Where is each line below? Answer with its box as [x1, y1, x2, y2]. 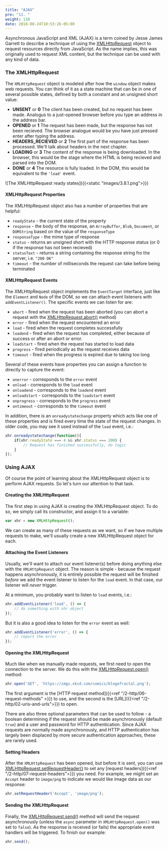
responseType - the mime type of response [12, 234, 100, 240]
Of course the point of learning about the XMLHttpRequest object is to [5, 475, 150, 481]
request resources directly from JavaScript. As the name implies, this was [5, 46, 157, 52]
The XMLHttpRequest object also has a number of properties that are [5, 202, 148, 208]
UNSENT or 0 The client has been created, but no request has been [12, 106, 152, 112]
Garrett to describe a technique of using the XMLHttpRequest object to [5, 41, 151, 47]
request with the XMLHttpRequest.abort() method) [12, 314, 116, 320]
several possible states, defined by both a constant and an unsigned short [5, 91, 158, 97]
